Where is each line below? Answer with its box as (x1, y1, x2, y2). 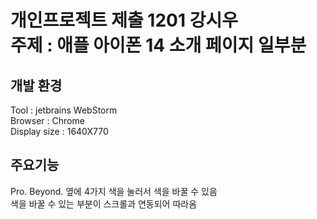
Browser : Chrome (10, 115, 85, 126)
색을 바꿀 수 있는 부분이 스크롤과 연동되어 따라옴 (10, 197, 198, 210)
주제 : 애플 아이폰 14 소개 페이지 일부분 (10, 34, 307, 57)
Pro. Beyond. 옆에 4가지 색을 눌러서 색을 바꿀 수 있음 (10, 185, 218, 197)
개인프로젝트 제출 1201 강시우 (10, 9, 238, 32)
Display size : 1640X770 (10, 126, 109, 137)
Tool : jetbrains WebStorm (10, 104, 118, 116)
